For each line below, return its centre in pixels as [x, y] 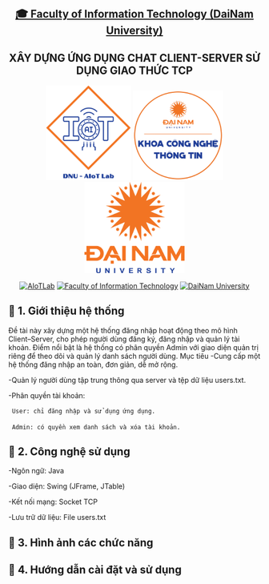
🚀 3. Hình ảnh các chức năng [81, 543]
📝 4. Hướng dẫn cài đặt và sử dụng [95, 570]
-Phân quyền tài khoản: [47, 395]
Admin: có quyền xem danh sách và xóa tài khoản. [96, 427]
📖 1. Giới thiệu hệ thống [66, 311]
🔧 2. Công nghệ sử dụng [69, 451]
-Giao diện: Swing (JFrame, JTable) [67, 486]
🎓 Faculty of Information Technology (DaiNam [134, 14]
